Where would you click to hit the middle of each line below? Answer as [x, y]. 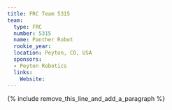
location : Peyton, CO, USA [53, 53]
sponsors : [28, 60]
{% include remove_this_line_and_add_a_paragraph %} [86, 99]
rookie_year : [33, 46]
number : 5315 [33, 33]
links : [23, 72]
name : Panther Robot [43, 40]
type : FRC [28, 27]
